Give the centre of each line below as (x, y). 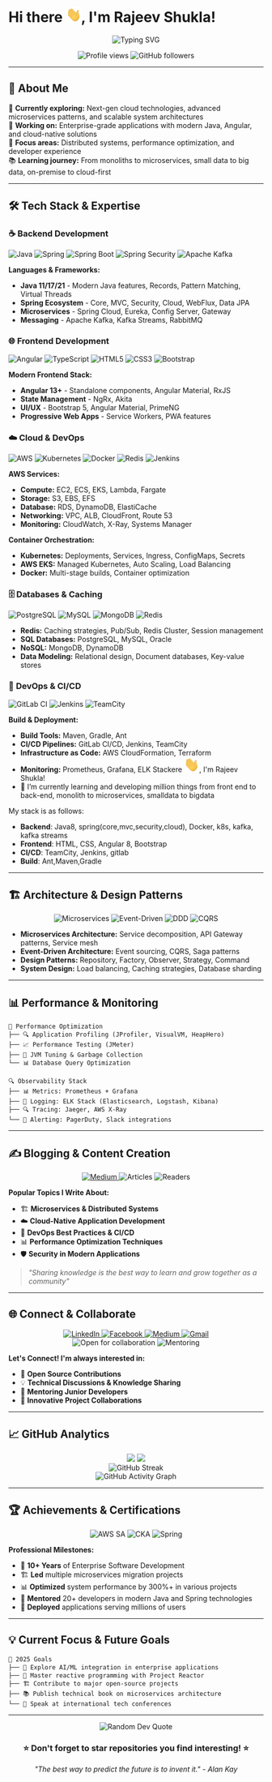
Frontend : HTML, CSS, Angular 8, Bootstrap (93, 844)
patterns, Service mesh (59, 943)
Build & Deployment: (43, 719)
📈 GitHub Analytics (59, 1435)
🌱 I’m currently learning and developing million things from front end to (138, 786)
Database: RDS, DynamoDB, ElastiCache (88, 507)
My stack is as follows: (46, 811)
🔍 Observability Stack (48, 1082)
